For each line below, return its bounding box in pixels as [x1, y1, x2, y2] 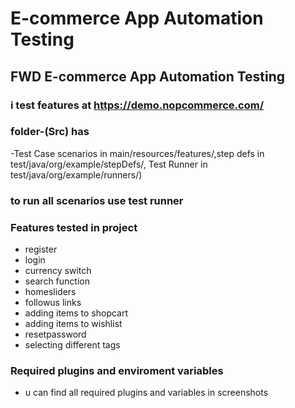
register [24, 243, 58, 256]
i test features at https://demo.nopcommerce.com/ [10, 98, 265, 112]
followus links [24, 297, 82, 309]
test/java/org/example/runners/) [10, 168, 143, 181]
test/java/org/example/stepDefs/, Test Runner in [10, 158, 208, 170]
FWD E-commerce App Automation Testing [10, 68, 286, 85]
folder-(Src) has [10, 125, 90, 139]
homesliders [24, 286, 77, 298]
